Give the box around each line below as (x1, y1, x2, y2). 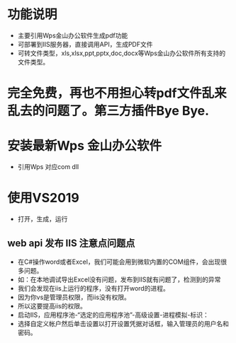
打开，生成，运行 (17, 215, 68, 223)
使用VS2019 (7, 190, 80, 206)
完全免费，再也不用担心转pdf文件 (7, 86, 202, 101)
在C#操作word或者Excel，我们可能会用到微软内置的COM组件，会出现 (17, 257, 221, 266)
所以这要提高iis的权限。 (17, 301, 86, 310)
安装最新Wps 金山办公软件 (7, 138, 162, 154)
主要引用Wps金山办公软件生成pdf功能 (17, 31, 128, 40)
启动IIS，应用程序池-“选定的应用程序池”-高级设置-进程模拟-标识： (17, 310, 209, 319)
